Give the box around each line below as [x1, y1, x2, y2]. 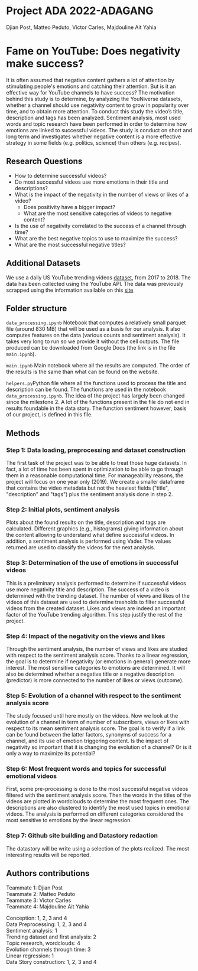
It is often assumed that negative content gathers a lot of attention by [6, 76, 174, 83]
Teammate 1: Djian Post [6, 884, 63, 891]
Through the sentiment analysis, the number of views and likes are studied [6, 645, 188, 652]
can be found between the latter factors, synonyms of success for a [6, 731, 171, 738]
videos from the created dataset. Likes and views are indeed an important [6, 604, 186, 612]
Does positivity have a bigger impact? [23, 203, 116, 210]
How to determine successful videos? [14, 172, 107, 179]
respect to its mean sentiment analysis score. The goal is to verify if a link [6, 725, 185, 732]
